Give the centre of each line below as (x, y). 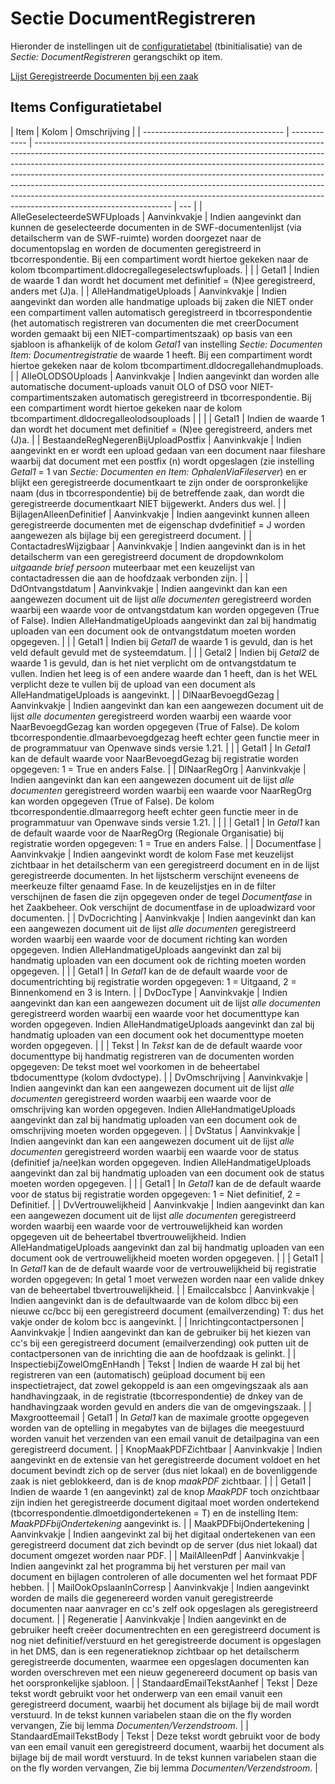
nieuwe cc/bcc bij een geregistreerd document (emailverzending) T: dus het (167, 1311)
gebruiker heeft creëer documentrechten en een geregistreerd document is (165, 1629)
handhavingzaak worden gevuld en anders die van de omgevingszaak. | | (161, 1406)
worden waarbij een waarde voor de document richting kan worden (149, 939)
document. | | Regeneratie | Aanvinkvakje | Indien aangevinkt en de (148, 1619)
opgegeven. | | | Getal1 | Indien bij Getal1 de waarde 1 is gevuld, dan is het (161, 641)
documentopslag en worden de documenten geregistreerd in (136, 248)
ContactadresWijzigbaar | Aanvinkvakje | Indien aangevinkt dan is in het (158, 546)
